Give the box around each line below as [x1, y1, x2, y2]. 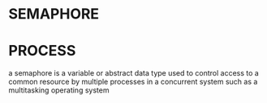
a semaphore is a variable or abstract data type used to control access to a [8, 68, 260, 78]
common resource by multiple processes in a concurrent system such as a [8, 77, 258, 87]
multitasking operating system [8, 85, 110, 95]
